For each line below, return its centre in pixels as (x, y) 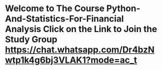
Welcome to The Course (55, 9)
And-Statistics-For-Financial (64, 19)
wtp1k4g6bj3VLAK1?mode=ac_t (71, 60)
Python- (123, 9)
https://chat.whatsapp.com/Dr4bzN (80, 50)
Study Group (31, 40)
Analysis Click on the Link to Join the (81, 29)
